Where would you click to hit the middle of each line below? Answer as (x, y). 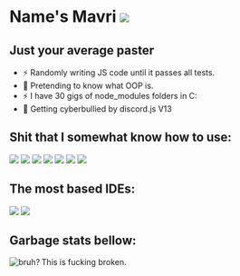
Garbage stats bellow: (73, 241)
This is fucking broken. (84, 262)
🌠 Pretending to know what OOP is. (88, 85)
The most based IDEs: (72, 189)
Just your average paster (82, 50)
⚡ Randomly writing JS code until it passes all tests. (119, 73)
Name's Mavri (63, 17)
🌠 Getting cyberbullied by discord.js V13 (97, 109)
